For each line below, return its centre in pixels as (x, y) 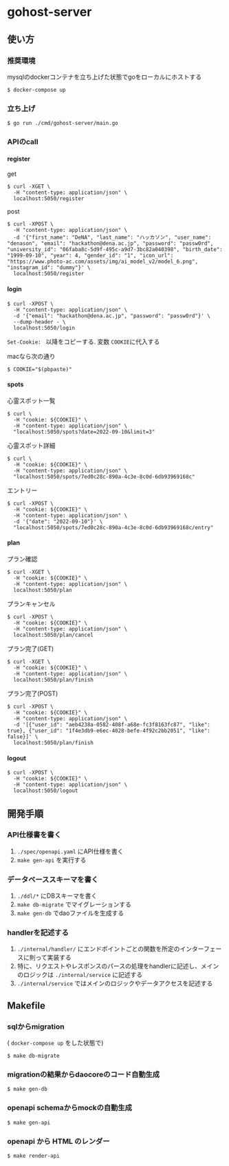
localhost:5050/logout (46, 791)
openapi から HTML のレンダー (58, 1141)
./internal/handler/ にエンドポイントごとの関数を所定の (98, 949)
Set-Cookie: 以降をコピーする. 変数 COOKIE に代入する (84, 342)
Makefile (26, 1006)
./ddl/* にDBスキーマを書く (57, 896)
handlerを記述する (38, 933)
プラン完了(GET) (31, 649)
